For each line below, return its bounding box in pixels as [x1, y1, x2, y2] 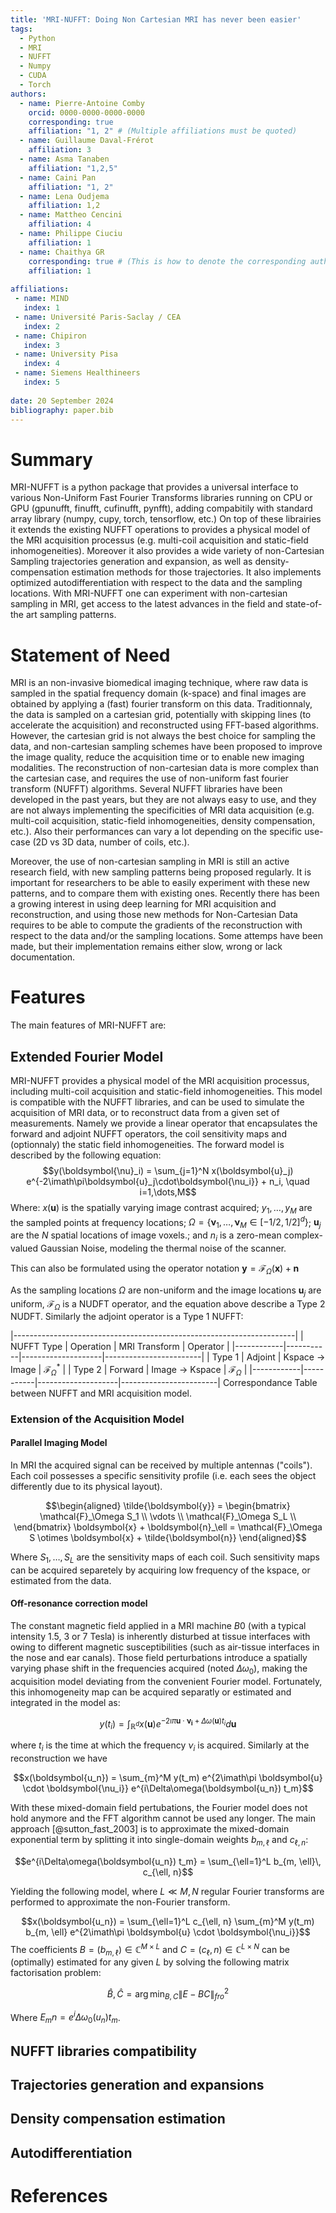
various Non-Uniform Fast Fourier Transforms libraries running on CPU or [10, 492, 313, 504]
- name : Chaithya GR [19, 247, 105, 257]
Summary [10, 448, 93, 471]
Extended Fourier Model [10, 1048, 164, 1065]
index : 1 [23, 303, 60, 313]
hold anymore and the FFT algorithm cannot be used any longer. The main [10, 1812, 316, 1825]
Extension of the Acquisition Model [10, 1412, 185, 1426]
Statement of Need [10, 644, 171, 666]
